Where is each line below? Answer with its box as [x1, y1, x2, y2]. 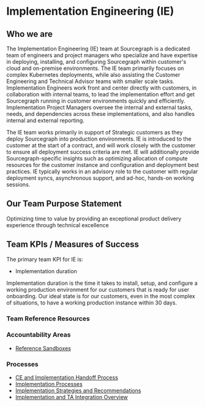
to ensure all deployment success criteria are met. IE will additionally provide [6, 149, 199, 155]
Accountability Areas [6, 330, 71, 339]
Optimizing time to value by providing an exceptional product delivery [6, 215, 182, 222]
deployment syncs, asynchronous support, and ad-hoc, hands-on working [6, 174, 194, 182]
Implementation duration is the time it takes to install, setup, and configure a [6, 279, 198, 287]
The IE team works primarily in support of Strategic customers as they [6, 129, 183, 136]
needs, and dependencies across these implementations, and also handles [6, 110, 195, 117]
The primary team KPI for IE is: [6, 255, 84, 263]
